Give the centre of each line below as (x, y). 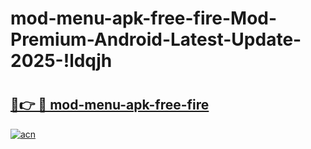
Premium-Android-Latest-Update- (156, 39)
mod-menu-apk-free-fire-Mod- (144, 18)
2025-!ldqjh (61, 61)
